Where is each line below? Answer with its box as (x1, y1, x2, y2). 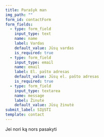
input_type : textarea (14, 88, 60, 94)
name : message (14, 93, 44, 98)
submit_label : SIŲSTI (5, 107, 51, 112)
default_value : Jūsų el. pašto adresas (14, 74, 99, 79)
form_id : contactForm (5, 17, 51, 22)
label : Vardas (14, 41, 44, 46)
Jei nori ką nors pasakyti (5, 126, 57, 132)
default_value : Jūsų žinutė (14, 103, 74, 108)
